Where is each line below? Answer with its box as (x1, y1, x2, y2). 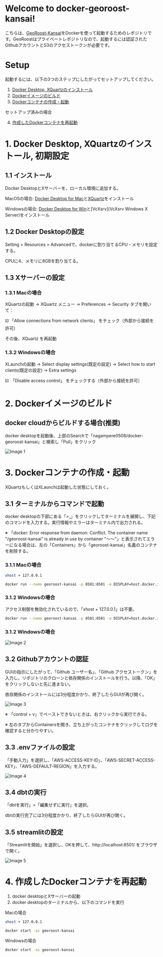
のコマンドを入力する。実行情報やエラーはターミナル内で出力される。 (5, 520, 146, 525)
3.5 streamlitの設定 (5, 828, 64, 836)
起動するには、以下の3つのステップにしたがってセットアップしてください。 (5, 76, 156, 82)
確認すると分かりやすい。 (5, 728, 56, 733)
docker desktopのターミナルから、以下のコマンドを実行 (12, 900, 125, 905)
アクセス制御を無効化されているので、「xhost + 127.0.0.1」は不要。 (5, 606, 137, 612)
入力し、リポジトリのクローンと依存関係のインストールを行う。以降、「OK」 (5, 675, 158, 681)
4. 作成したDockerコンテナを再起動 (5, 876, 147, 887)
